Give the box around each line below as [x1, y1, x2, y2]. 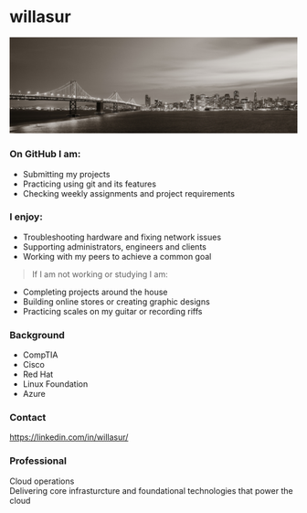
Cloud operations [9, 476, 75, 486]
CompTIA [22, 349, 58, 360]
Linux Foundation [22, 379, 89, 390]
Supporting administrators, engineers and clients [22, 240, 207, 252]
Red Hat [22, 369, 54, 380]
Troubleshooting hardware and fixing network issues [22, 231, 222, 242]
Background [9, 328, 66, 341]
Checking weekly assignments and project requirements [22, 187, 236, 198]
